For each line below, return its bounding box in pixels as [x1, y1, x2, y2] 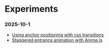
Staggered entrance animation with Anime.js [11, 37, 103, 43]
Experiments [4, 3, 58, 15]
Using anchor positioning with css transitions [11, 32, 104, 38]
